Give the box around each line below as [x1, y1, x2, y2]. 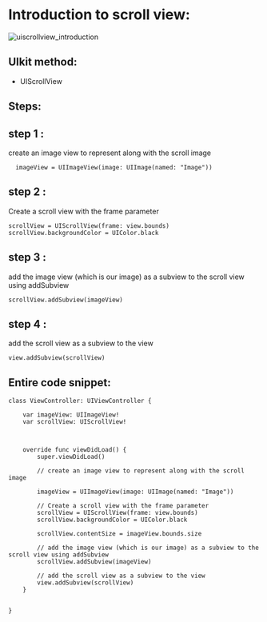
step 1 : [8, 126, 45, 141]
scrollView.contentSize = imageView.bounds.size [37, 530, 202, 538]
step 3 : [8, 250, 46, 265]
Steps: [8, 100, 42, 114]
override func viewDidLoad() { [22, 446, 127, 454]
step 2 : [8, 185, 46, 199]
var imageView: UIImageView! [22, 411, 120, 419]
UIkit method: [8, 55, 78, 69]
